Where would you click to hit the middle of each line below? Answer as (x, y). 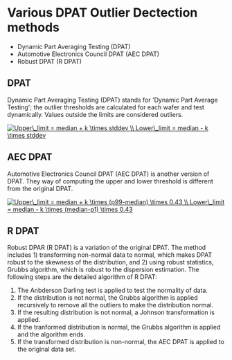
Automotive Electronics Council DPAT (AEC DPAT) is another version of (108, 174)
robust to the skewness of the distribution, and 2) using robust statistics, (110, 262)
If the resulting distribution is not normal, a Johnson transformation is (116, 312)
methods (34, 27)
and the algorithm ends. (51, 334)
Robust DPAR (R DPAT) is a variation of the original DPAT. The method (107, 248)
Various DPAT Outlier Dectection (102, 13)
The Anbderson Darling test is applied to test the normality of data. (112, 290)
